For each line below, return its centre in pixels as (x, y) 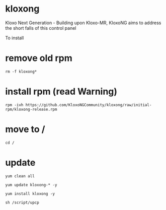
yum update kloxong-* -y (31, 185)
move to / (25, 129)
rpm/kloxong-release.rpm (31, 109)
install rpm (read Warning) (61, 92)
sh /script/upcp (22, 202)
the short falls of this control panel (41, 28)
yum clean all (20, 176)
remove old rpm (39, 58)
